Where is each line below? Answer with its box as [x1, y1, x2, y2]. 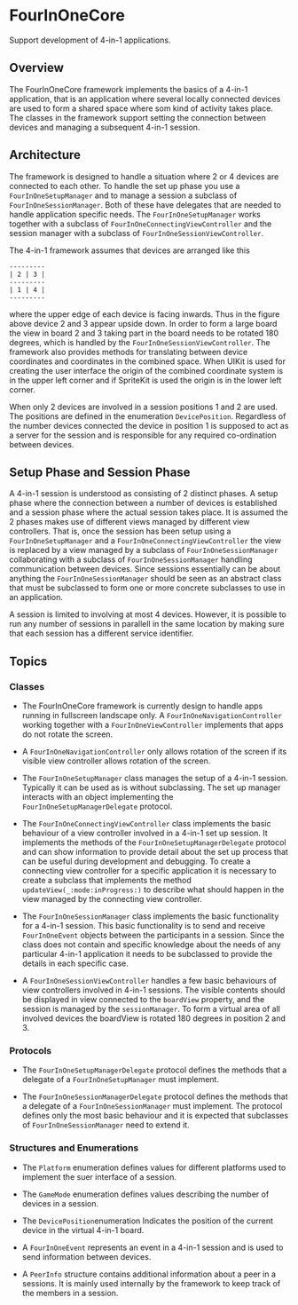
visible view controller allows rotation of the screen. [21, 755, 211, 766]
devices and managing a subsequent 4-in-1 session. [9, 122, 200, 132]
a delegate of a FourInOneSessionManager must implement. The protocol [21, 1101, 283, 1111]
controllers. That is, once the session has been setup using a [9, 526, 231, 537]
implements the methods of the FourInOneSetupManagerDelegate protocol [21, 837, 286, 848]
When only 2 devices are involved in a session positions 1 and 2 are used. [9, 401, 278, 412]
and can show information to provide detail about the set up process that [21, 847, 288, 858]
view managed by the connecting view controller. [21, 894, 202, 905]
